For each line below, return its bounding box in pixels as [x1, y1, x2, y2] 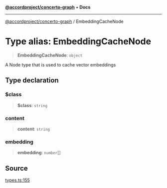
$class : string [17, 102, 48, 108]
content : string [17, 126, 50, 132]
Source [5, 164, 28, 173]
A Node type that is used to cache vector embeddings [5, 62, 116, 67]
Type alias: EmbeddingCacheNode [5, 36, 152, 47]
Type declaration [5, 76, 59, 85]
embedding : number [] [17, 150, 61, 156]
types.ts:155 [5, 177, 30, 183]
